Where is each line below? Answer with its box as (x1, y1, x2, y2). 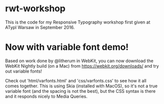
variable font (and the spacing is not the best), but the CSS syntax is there (5, 88, 156, 94)
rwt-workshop (5, 3, 66, 14)
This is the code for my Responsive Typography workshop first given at (5, 19, 151, 25)
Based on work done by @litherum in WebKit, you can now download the (5, 57, 154, 64)
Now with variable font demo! (5, 42, 129, 53)
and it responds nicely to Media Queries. (5, 93, 88, 99)
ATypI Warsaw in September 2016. (5, 24, 75, 30)
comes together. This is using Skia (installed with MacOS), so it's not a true (5, 83, 158, 89)
